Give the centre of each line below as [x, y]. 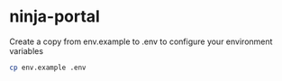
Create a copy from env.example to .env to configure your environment [141, 41]
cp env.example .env [48, 67]
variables [26, 50]
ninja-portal [55, 17]
